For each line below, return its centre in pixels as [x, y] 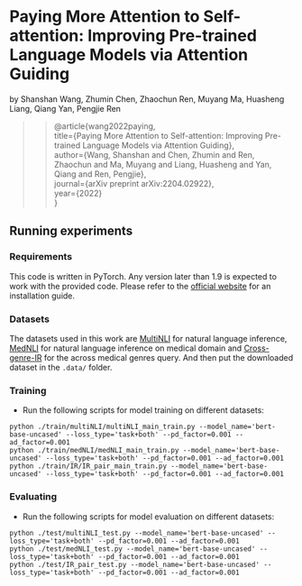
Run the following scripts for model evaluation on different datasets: [148, 517]
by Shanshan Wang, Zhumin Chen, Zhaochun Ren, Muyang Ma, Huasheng [147, 99]
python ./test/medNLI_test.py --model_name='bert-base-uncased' [133, 549]
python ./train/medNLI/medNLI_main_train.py [94, 451]
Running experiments [71, 231]
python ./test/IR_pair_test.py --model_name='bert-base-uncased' [134, 564]
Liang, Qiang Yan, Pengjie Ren [65, 108]
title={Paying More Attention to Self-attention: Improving [158, 135]
